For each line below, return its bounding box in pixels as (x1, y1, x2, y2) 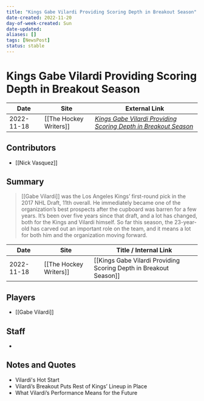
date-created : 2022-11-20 (6, 15, 72, 21)
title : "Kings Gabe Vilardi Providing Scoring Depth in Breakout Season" (6, 9, 197, 15)
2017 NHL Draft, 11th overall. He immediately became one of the (21, 199, 181, 207)
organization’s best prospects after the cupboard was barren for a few (21, 205, 197, 213)
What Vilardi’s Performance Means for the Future (15, 389, 138, 396)
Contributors (6, 143, 56, 153)
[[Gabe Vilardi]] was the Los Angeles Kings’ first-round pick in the (21, 193, 186, 200)
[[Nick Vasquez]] (15, 159, 58, 166)
